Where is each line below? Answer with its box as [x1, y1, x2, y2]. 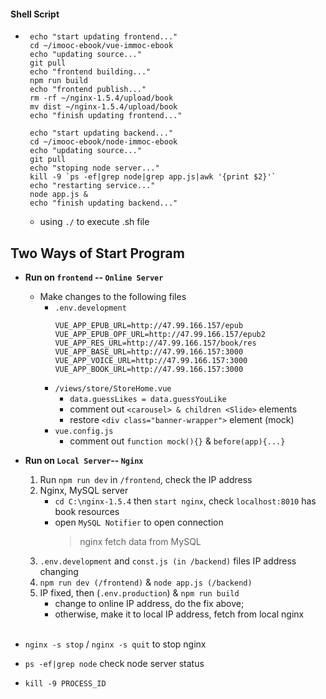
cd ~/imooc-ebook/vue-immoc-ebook [29, 41, 174, 51]
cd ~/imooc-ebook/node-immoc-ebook [29, 137, 178, 147]
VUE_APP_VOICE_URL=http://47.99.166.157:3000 [54, 356, 248, 366]
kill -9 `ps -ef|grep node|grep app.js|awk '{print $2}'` [29, 172, 277, 182]
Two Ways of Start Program [10, 245, 185, 262]
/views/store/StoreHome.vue [54, 384, 172, 394]
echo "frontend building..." [29, 67, 152, 77]
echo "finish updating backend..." [29, 198, 178, 209]
